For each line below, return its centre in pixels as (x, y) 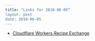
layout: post (19, 14)
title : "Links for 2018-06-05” (38, 10)
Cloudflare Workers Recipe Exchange (51, 33)
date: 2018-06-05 (23, 19)
